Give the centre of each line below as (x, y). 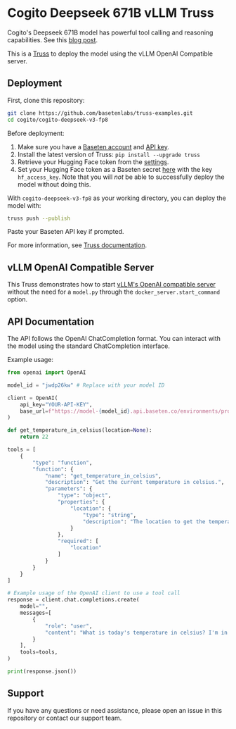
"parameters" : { (68, 489)
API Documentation (51, 322)
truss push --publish (39, 218)
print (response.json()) (42, 671)
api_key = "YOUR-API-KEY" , (56, 404)
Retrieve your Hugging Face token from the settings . (93, 162)
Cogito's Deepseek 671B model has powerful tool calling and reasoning (110, 32)
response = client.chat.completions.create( (73, 600)
